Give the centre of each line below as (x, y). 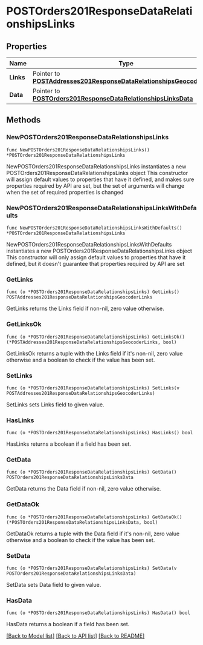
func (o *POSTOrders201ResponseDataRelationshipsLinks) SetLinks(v (93, 388)
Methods (24, 120)
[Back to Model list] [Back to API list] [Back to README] (76, 636)
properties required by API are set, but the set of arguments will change (95, 185)
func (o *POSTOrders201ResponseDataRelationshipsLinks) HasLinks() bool (100, 433)
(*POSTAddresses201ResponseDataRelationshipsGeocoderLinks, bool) (92, 342)
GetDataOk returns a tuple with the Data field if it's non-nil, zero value (93, 534)
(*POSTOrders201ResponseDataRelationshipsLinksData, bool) (82, 522)
